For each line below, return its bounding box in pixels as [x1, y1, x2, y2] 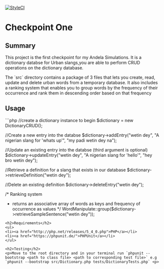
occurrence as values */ [12, 206, 61, 211]
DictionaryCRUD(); [5, 122, 43, 128]
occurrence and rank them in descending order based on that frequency [5, 90, 152, 96]
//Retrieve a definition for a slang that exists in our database [5, 167, 126, 173]
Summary [5, 41, 36, 50]
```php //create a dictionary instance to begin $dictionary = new [5, 117, 134, 123]
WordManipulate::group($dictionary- [62, 206, 137, 211]
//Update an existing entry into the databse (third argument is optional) [5, 147, 148, 152]
